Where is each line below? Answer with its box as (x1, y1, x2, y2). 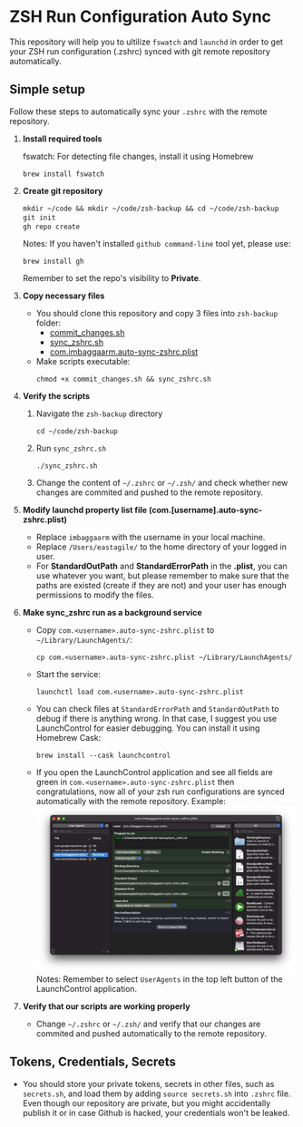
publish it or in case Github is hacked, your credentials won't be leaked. (22, 1107, 290, 1118)
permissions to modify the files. (35, 589, 154, 600)
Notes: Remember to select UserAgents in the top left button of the (35, 973, 283, 985)
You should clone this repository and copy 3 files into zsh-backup (35, 307, 279, 318)
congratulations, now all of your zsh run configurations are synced (35, 786, 286, 797)
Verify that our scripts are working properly (22, 1000, 191, 1012)
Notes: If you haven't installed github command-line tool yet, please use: (22, 238, 291, 248)
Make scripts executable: (35, 355, 131, 366)
